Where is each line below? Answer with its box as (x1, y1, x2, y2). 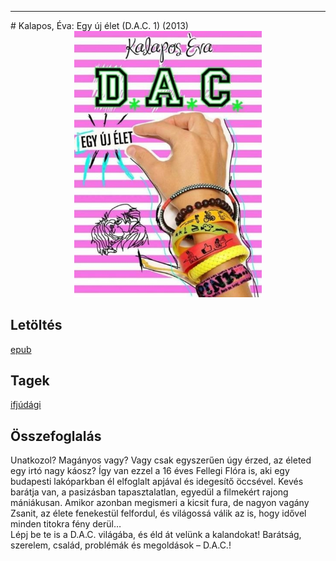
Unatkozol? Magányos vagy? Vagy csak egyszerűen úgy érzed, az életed (10, 454, 312, 466)
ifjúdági (10, 399, 42, 411)
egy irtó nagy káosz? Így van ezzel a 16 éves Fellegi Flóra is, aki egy (10, 465, 290, 477)
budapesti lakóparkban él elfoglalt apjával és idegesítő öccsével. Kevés (10, 476, 304, 488)
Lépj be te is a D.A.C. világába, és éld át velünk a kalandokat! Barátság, (10, 529, 302, 541)
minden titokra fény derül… (10, 518, 122, 530)
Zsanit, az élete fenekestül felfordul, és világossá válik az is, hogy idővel (10, 507, 307, 520)
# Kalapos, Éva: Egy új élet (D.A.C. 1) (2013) (10, 20, 189, 31)
